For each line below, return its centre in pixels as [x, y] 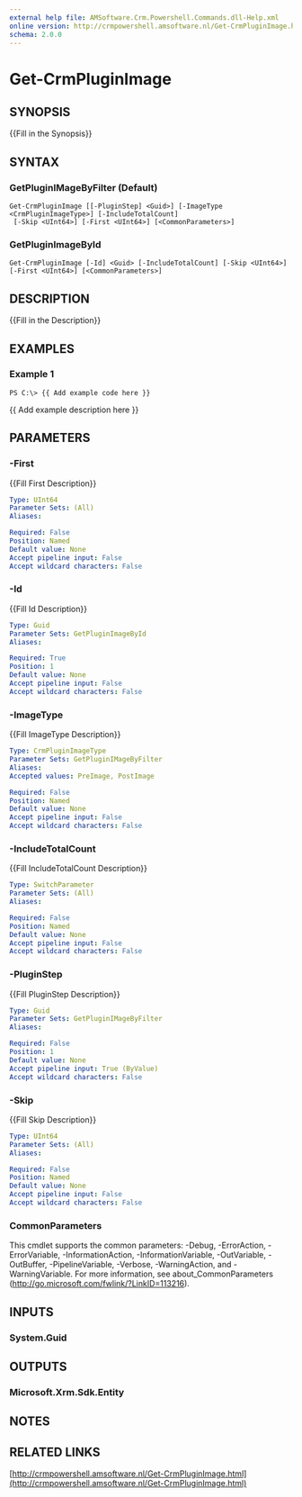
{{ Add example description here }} [74, 410]
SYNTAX [35, 162]
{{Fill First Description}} [53, 483]
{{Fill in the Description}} [55, 320]
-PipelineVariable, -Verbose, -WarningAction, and [140, 1265]
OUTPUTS [38, 1366]
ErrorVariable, [35, 1255]
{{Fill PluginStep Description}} [65, 994]
